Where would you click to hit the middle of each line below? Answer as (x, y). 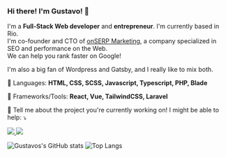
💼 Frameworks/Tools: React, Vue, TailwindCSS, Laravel (88, 96)
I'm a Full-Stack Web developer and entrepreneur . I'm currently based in (113, 27)
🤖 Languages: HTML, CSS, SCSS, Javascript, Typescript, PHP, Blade (107, 83)
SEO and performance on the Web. (58, 49)
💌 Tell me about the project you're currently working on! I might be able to (113, 110)
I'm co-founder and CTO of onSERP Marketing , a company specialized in (112, 41)
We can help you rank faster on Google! (64, 56)
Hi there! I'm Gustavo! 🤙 (48, 11)
